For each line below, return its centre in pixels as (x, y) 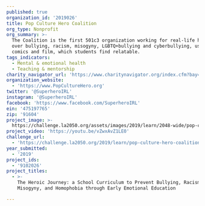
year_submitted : (27, 148)
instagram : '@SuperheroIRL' (42, 97)
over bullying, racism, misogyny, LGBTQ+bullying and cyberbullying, (102, 46)
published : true (27, 12)
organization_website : (35, 80)
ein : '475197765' (28, 109)
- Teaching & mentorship (43, 69)
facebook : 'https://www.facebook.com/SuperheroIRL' (73, 103)
